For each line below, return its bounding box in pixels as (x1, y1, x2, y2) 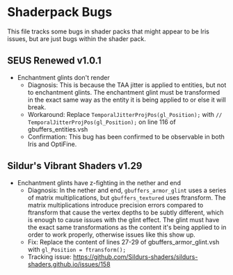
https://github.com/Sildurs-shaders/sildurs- (72, 252, 198, 261)
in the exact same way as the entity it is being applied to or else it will (27, 95, 226, 104)
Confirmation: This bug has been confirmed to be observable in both (27, 132, 225, 141)
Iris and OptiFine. (27, 140, 77, 148)
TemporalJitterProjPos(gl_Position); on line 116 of (27, 118, 176, 126)
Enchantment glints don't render (17, 73, 110, 81)
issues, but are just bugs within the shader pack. (7, 34, 146, 42)
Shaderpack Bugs (7, 4, 113, 20)
